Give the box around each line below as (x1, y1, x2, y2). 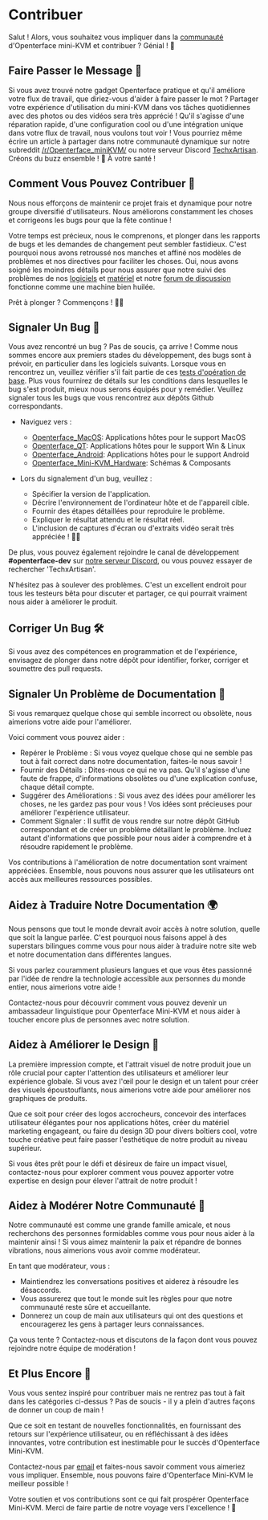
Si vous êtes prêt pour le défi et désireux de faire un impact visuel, (8, 1158, 228, 1168)
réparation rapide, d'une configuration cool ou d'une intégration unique (8, 119, 244, 129)
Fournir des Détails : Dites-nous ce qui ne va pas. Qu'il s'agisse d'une (19, 765, 250, 774)
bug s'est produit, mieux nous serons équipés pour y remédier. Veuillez (8, 384, 244, 394)
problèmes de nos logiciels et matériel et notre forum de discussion (8, 273, 231, 282)
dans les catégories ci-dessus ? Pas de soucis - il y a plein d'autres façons (8, 1396, 255, 1406)
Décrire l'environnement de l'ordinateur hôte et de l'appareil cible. (31, 498, 250, 507)
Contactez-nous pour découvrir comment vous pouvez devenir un (8, 998, 227, 1007)
